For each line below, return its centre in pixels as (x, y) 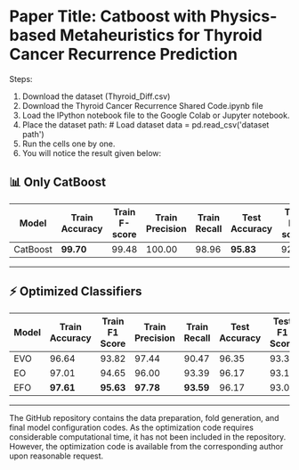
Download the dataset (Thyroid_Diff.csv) (96, 96)
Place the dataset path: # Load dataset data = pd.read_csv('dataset (145, 124)
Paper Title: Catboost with (108, 16)
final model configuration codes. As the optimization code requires (131, 427)
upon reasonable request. (57, 456)
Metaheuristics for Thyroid (161, 35)
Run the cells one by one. (69, 144)
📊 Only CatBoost (58, 182)
